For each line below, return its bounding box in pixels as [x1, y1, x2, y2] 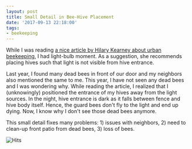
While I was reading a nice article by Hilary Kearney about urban [6, 46, 161, 53]
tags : [6, 25, 19, 31]
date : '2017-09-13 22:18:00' [6, 19, 78, 25]
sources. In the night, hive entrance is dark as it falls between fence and [6, 95, 181, 103]
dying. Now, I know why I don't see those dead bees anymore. [6, 108, 157, 115]
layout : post [6, 8, 38, 15]
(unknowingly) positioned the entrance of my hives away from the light [6, 89, 177, 96]
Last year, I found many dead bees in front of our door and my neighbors [6, 70, 182, 77]
